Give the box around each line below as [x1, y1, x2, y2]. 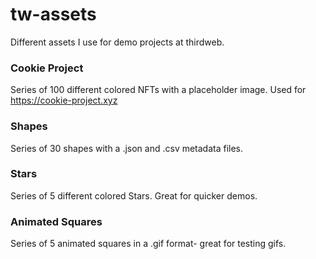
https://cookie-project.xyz [10, 94, 118, 107]
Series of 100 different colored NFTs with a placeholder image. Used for [10, 84, 307, 96]
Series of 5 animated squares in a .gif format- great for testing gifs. [10, 238, 287, 250]
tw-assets [10, 3, 97, 26]
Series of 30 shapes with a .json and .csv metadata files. [10, 142, 244, 154]
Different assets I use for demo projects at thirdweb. [10, 36, 225, 48]
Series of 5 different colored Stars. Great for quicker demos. [10, 189, 258, 202]
